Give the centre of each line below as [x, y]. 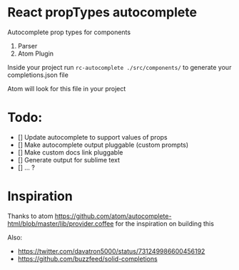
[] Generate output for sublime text [68, 160]
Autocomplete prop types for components [69, 32]
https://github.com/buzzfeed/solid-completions [88, 259]
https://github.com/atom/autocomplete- [113, 216]
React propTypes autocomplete [102, 12]
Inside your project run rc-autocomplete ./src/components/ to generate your [119, 67]
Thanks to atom [30, 216]
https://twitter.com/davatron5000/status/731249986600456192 [111, 251]
